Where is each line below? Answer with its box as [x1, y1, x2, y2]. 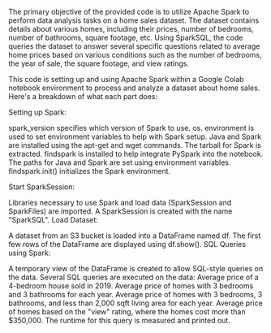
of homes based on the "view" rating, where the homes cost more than [8, 307, 246, 316]
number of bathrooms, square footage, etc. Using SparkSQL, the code [8, 32, 243, 42]
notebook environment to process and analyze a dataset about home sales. [8, 83, 260, 93]
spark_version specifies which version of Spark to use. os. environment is [8, 123, 254, 132]
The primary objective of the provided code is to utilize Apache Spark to [8, 7, 250, 16]
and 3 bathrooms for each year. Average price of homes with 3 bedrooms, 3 [8, 290, 263, 299]
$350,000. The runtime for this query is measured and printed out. [8, 316, 231, 325]
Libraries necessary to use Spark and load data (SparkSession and [8, 198, 232, 207]
